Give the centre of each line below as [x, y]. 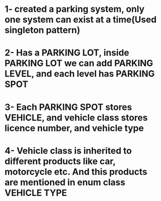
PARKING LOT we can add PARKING [79, 63]
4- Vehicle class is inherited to [68, 151]
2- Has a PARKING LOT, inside [67, 53]
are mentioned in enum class [65, 182]
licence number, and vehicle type [74, 128]
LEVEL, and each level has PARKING [80, 74]
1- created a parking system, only [75, 9]
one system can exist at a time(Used [80, 20]
